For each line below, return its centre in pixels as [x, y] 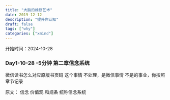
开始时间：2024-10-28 [29, 48]
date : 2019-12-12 [24, 15]
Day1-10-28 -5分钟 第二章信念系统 [48, 63]
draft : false [19, 24]
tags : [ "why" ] [20, 29]
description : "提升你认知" [32, 19]
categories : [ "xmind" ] [29, 34]
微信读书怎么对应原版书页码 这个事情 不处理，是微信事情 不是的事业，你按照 [85, 75]
